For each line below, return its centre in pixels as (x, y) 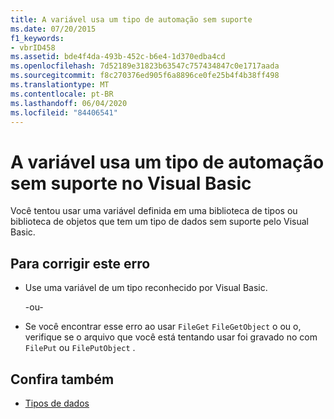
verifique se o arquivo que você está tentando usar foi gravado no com (171, 337)
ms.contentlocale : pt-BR (62, 94)
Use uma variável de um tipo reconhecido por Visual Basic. (146, 288)
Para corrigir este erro (80, 263)
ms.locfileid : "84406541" (64, 112)
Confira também (62, 379)
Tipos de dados (57, 403)
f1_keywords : (37, 38)
